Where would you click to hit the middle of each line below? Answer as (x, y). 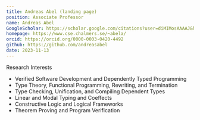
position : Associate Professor (45, 17)
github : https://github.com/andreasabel (57, 45)
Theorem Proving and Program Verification (67, 110)
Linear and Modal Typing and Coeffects (63, 97)
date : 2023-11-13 (28, 50)
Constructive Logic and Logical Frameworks (69, 104)
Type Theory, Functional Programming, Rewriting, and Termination (96, 85)
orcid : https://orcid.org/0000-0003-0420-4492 (65, 39)
